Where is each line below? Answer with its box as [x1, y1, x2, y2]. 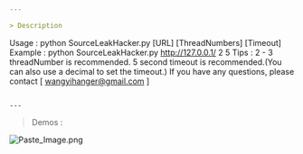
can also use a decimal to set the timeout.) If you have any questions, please [9, 66, 295, 77]
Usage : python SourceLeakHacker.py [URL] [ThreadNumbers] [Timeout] [9, 37, 282, 48]
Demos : [31, 116, 63, 127]
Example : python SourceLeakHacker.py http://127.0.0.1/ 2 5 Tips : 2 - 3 [9, 47, 273, 58]
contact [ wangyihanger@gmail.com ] [9, 76, 150, 86]
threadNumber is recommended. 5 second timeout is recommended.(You [9, 56, 282, 68]
